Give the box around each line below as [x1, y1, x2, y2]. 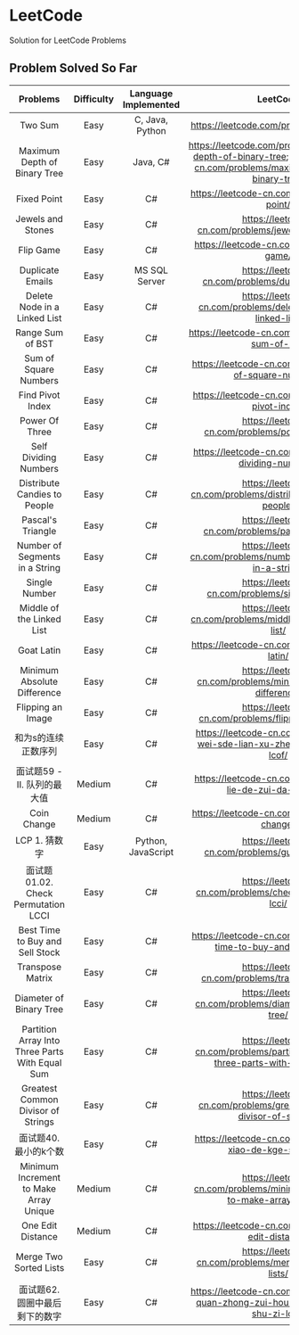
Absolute [20, 675, 59, 688]
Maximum [19, 144, 61, 157]
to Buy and [16, 935, 62, 947]
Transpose [17, 960, 62, 973]
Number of [16, 539, 62, 551]
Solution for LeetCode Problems [9, 35, 127, 45]
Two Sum [19, 119, 60, 131]
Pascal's [21, 514, 58, 526]
